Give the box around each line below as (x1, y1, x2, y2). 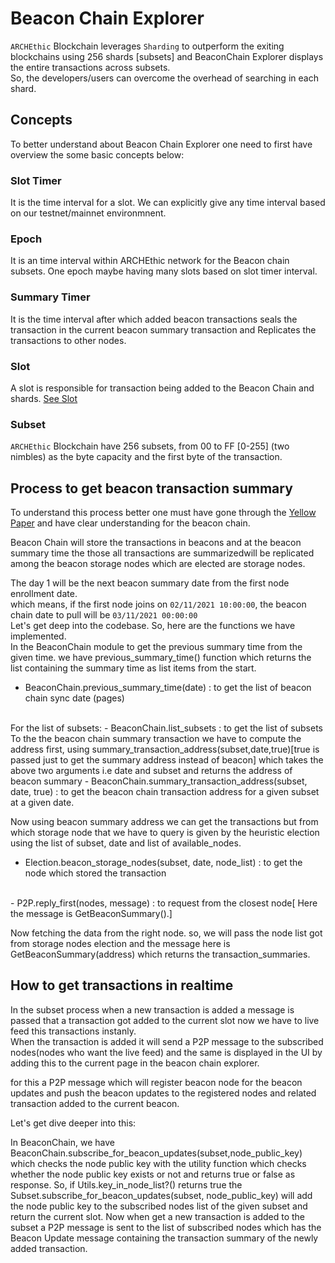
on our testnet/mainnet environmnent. (10, 207, 167, 219)
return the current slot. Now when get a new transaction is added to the (10, 1210, 306, 1222)
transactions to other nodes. (10, 334, 127, 346)
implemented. (10, 630, 67, 642)
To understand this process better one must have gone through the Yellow (10, 507, 317, 519)
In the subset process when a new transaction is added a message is (10, 1003, 295, 1016)
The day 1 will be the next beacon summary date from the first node (10, 577, 290, 589)
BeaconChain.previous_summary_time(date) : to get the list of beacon (24, 682, 312, 694)
